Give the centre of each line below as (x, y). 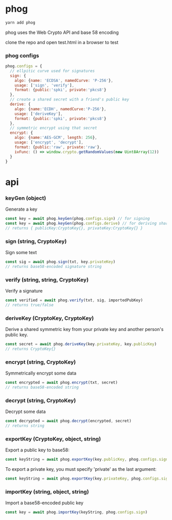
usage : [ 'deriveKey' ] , (39, 114)
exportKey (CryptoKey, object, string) (53, 439)
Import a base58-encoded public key (44, 503)
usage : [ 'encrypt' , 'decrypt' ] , (49, 142)
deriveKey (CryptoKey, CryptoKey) (50, 318)
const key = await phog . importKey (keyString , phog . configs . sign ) (76, 512)
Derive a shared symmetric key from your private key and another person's (84, 329)
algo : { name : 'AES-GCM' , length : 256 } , (56, 138)
